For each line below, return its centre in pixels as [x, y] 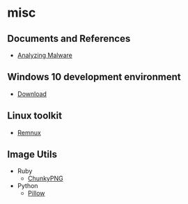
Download [32, 94]
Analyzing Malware [45, 55]
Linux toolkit [35, 116]
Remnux [29, 132]
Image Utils [32, 155]
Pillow [36, 194]
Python [28, 186]
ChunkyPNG [46, 178]
